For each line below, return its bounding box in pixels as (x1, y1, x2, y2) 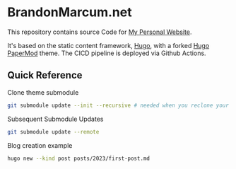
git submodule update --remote (7, 128, 100, 135)
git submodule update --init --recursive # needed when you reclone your (7, 102, 230, 109)
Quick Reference (7, 69, 83, 81)
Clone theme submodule (7, 88, 79, 96)
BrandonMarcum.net (7, 4, 132, 21)
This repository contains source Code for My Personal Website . (7, 28, 192, 36)
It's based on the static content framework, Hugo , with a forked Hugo (7, 41, 210, 49)
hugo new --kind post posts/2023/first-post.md (7, 155, 151, 162)
